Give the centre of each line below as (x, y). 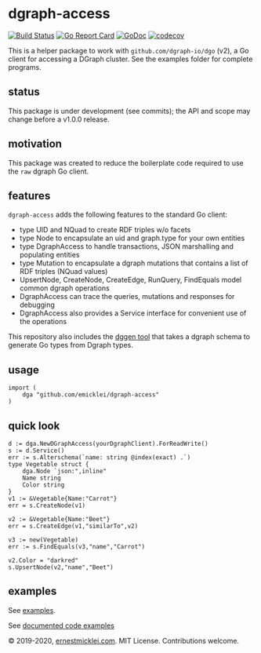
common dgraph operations (64, 288)
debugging (37, 305)
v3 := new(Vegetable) (43, 540)
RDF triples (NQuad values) (63, 272)
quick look (34, 426)
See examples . (32, 610)
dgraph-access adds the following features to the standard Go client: (118, 215)
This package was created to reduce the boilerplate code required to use (126, 162)
